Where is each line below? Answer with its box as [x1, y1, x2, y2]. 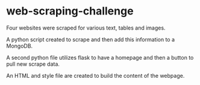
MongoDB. [6, 42, 33, 49]
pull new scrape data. [6, 60, 60, 68]
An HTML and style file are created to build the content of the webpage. [6, 72, 185, 79]
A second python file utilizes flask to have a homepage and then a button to [6, 54, 194, 61]
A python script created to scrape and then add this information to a [6, 36, 175, 43]
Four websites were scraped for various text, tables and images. [6, 24, 166, 31]
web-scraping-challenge [6, 4, 134, 18]
